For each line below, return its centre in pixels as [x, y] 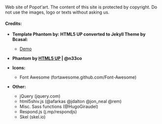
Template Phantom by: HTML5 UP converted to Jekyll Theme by [79, 34]
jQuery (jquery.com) [40, 96]
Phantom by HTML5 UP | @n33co [47, 59]
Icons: [19, 68]
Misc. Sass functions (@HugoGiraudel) [59, 106]
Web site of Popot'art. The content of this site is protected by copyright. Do [81, 7]
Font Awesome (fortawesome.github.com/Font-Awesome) [78, 77]
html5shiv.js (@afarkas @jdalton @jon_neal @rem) [70, 102]
